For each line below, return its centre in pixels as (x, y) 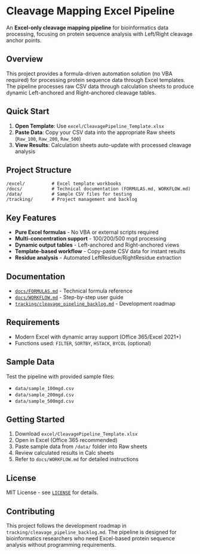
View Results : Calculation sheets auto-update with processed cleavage (103, 145)
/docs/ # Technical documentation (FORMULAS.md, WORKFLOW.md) (99, 189)
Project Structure (39, 170)
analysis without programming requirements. (61, 545)
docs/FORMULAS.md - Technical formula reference (74, 291)
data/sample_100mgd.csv (44, 388)
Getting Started (36, 420)
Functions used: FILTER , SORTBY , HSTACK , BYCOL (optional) (83, 343)
